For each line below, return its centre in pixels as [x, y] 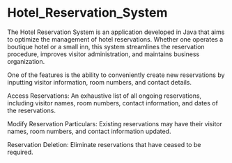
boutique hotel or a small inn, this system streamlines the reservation [106, 46]
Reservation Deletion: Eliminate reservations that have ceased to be [104, 144]
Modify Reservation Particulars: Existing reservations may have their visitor [115, 123]
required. [20, 152]
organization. [26, 61]
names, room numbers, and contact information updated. [89, 131]
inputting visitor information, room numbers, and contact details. [99, 82]
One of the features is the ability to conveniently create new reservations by [116, 75]
